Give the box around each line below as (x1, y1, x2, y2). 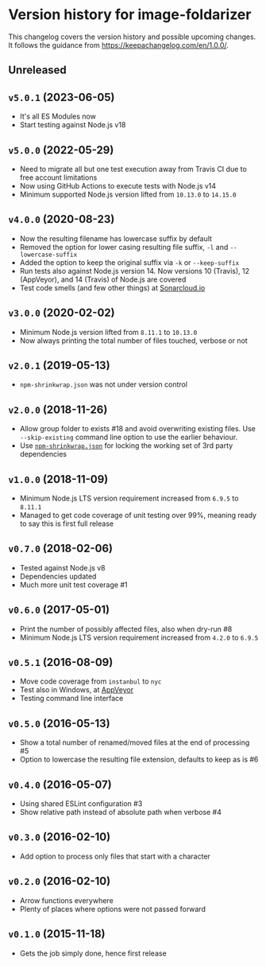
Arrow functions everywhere (19, 895, 114, 905)
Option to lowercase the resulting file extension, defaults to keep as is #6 (19, 754, 259, 765)
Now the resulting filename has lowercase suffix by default (19, 233, 213, 243)
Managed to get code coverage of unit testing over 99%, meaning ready (19, 511, 256, 520)
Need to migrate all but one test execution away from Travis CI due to (19, 164, 248, 173)
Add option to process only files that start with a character (19, 851, 210, 861)
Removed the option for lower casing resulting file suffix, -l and (19, 242, 229, 251)
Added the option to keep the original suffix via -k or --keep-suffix (19, 257, 240, 267)
